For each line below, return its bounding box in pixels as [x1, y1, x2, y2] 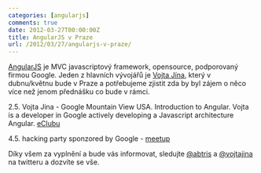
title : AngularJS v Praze [8, 33, 93, 41]
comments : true [8, 19, 58, 27]
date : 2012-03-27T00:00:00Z [8, 26, 101, 34]
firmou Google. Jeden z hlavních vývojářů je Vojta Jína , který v [8, 70, 211, 80]
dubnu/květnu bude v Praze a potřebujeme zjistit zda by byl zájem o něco [8, 79, 246, 88]
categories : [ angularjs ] [8, 11, 90, 20]
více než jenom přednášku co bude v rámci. [8, 87, 150, 96]
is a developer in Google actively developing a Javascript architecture [8, 110, 234, 120]
